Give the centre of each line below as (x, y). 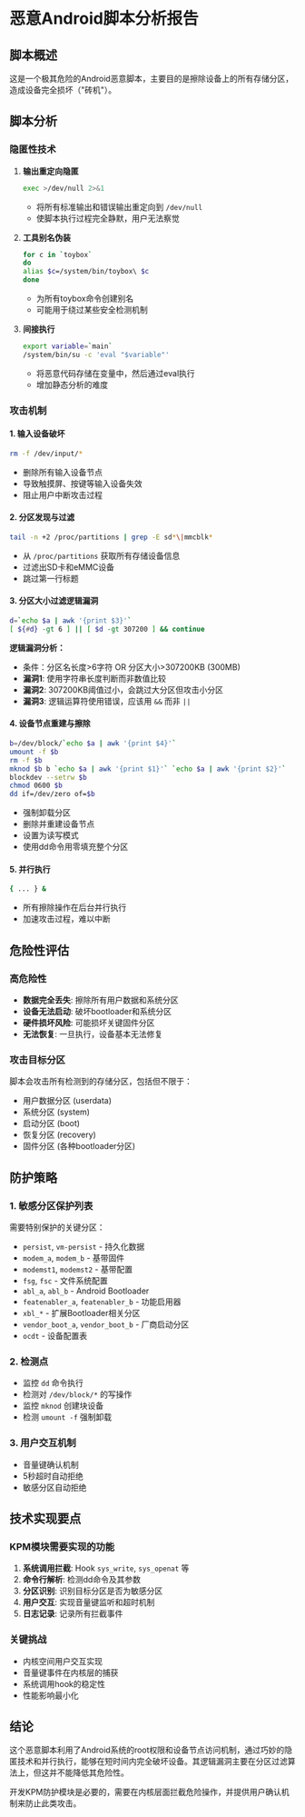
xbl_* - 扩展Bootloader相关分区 (81, 1313)
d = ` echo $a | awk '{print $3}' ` (70, 621)
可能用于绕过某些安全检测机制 (92, 310)
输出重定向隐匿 (50, 171)
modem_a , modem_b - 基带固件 (74, 1258)
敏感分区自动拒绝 (54, 1487)
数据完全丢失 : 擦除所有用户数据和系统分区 (100, 1000)
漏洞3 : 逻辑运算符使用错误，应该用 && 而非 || (107, 701)
